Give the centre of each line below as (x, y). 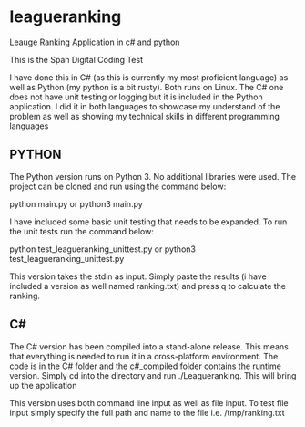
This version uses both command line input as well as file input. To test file (149, 402)
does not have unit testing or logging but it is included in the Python (136, 97)
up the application (43, 385)
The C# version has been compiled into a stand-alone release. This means (149, 346)
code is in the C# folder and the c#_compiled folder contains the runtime (146, 366)
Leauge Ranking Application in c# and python (95, 42)
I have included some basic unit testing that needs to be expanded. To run (148, 222)
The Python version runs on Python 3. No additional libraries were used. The (153, 176)
